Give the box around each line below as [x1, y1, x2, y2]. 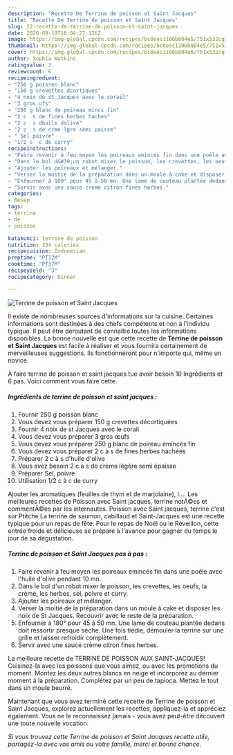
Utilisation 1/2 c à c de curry [17, 476, 98, 484]
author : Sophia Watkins [8, 55, 77, 62]
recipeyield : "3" [8, 267, 58, 274]
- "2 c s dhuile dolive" [8, 119, 82, 127]
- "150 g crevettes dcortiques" [8, 87, 101, 94]
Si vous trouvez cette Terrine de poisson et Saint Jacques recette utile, [8, 732, 210, 740]
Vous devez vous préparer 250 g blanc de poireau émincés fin [17, 439, 196, 448]
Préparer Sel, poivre [17, 469, 75, 477]
